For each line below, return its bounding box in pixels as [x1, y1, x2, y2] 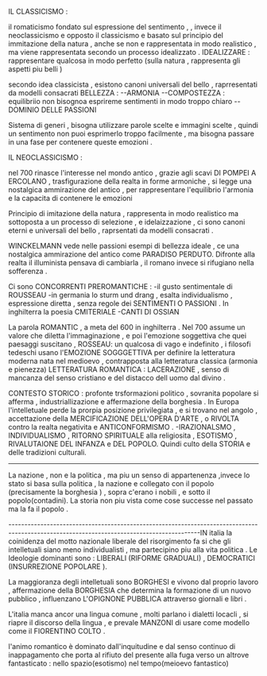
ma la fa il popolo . [8, 504, 69, 513]
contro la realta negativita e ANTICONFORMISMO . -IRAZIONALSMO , [8, 423, 236, 431]
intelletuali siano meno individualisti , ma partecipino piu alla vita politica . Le [8, 545, 258, 554]
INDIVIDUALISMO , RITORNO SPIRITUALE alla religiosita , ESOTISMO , [8, 431, 238, 440]
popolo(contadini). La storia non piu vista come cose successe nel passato [8, 496, 253, 505]
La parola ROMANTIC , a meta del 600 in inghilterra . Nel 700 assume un [8, 323, 246, 332]
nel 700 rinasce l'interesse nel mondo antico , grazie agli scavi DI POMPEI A [8, 168, 257, 177]
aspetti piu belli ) [8, 64, 63, 74]
